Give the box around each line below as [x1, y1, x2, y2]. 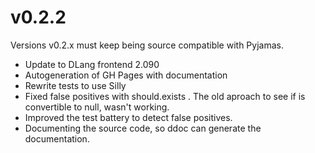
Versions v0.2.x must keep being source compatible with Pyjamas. [10, 39, 284, 51]
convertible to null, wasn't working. [24, 101, 170, 113]
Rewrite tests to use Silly [24, 79, 127, 91]
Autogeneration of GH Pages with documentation [24, 69, 228, 81]
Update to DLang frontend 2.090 [24, 58, 160, 70]
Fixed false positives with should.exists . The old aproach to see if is [24, 90, 306, 102]
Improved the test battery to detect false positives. [24, 111, 233, 123]
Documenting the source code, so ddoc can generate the [24, 122, 262, 134]
